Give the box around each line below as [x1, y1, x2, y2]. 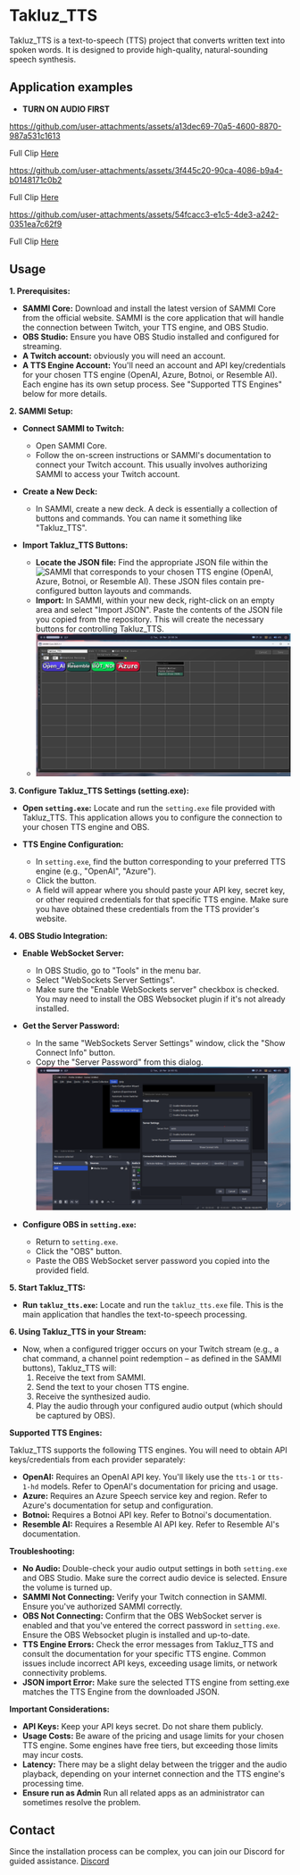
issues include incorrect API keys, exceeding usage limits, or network [21, 1658, 279, 1669]
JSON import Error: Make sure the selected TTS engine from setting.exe [21, 1677, 290, 1687]
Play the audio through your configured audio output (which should [35, 1400, 283, 1411]
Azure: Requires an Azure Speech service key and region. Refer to [21, 1490, 268, 1501]
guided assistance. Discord [9, 1855, 110, 1867]
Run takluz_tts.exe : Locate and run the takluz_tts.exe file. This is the [21, 1299, 284, 1310]
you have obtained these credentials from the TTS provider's [35, 903, 260, 914]
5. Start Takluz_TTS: [9, 1282, 87, 1293]
